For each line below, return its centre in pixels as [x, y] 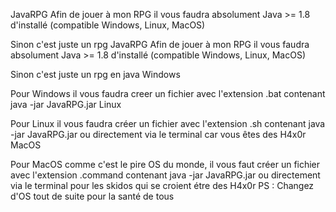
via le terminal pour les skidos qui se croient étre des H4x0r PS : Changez [162, 185]
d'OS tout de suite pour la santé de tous [92, 196]
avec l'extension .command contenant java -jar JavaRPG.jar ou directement [165, 175]
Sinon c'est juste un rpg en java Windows [95, 74]
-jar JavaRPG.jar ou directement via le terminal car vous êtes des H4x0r [158, 134]
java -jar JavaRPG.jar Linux [66, 104]
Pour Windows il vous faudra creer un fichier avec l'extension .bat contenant [168, 93]
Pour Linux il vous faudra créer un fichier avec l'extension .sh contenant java [168, 123]
